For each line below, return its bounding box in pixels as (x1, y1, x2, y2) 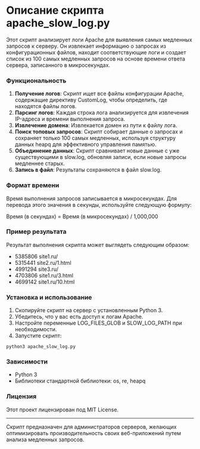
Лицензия (6, 392, 37, 401)
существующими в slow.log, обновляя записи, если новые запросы (14, 154, 186, 161)
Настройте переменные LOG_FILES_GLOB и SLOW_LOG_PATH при (14, 319, 183, 326)
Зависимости (6, 358, 48, 366)
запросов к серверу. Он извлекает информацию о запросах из (6, 42, 167, 50)
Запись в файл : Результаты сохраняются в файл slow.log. (14, 166, 162, 173)
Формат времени (6, 181, 60, 190)
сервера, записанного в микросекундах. (6, 61, 111, 69)
